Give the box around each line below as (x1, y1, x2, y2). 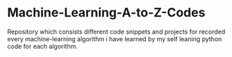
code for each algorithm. (7, 42, 78, 50)
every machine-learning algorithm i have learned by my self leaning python (7, 34, 222, 43)
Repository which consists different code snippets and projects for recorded (7, 27, 226, 36)
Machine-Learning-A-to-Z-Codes (7, 5, 206, 21)
